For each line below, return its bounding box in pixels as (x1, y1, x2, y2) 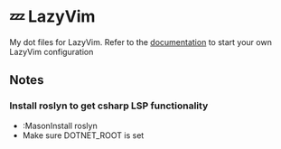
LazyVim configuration (9, 46, 94, 57)
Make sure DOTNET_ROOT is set (22, 129, 145, 141)
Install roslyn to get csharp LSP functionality (9, 99, 209, 112)
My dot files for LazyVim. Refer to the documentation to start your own (9, 36, 273, 47)
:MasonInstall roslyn (22, 120, 98, 131)
